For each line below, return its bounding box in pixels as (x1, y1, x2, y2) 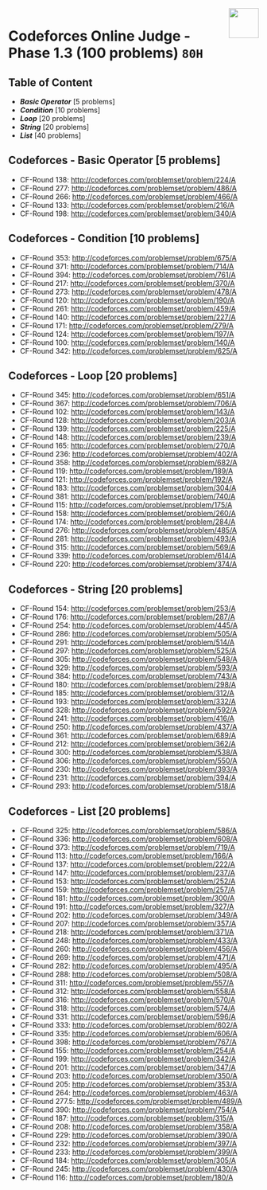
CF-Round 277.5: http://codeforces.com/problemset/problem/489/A (19, 1097, 242, 1106)
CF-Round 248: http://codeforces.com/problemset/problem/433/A (19, 936, 238, 945)
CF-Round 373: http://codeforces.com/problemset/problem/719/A (19, 843, 236, 852)
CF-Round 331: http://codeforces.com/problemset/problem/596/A (19, 1012, 236, 1022)
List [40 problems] (19, 131, 82, 140)
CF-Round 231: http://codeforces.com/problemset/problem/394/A (19, 773, 237, 783)
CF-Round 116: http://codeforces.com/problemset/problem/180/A (19, 1172, 234, 1182)
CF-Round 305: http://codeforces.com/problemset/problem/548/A (19, 655, 238, 664)
